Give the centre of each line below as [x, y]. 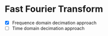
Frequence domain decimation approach [54, 23]
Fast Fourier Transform [54, 9]
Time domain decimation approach [48, 28]
